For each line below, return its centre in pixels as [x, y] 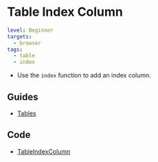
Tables [26, 113]
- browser [27, 43]
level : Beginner [30, 30]
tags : [15, 49]
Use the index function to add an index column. [84, 76]
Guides [23, 97]
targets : [20, 36]
